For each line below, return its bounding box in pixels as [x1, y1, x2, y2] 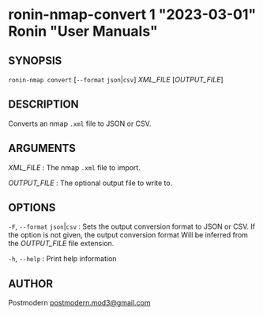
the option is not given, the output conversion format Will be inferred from [8, 230, 249, 240]
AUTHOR [8, 277, 54, 290]
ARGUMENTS [8, 142, 77, 155]
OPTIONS [8, 201, 56, 214]
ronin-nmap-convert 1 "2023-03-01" [8, 6, 257, 24]
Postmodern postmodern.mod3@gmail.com [8, 298, 152, 308]
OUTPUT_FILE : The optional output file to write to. [8, 178, 173, 188]
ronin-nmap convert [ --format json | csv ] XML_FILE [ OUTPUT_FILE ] [8, 75, 224, 84]
